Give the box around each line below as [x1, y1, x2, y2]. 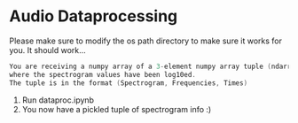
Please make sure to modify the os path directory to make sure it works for [9, 35, 282, 46]
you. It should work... [9, 44, 86, 55]
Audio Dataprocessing [9, 6, 178, 27]
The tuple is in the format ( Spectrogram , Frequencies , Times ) [9, 78, 248, 88]
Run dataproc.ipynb [21, 95, 95, 105]
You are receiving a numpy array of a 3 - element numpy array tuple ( [9, 62, 272, 71]
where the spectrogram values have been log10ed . [9, 70, 197, 79]
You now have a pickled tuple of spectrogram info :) [21, 104, 212, 114]
